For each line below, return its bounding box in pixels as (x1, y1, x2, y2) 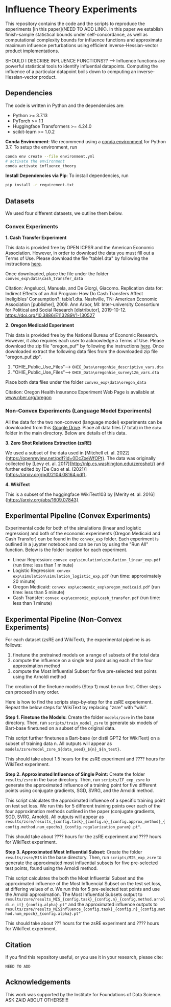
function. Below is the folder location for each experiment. (5, 546, 128, 553)
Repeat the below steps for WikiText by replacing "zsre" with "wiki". (5, 705, 148, 711)
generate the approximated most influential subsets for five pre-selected (5, 860, 158, 866)
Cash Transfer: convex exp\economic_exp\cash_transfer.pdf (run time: (12, 595, 161, 601)
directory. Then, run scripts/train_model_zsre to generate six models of (5, 720, 158, 726)
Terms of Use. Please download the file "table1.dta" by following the (5, 255, 149, 261)
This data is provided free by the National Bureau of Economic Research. (5, 332, 158, 338)
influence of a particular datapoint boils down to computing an (5, 68, 136, 75)
